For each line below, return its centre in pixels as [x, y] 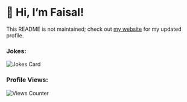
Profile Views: [27, 80]
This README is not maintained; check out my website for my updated [94, 29]
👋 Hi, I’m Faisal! [45, 12]
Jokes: [17, 51]
